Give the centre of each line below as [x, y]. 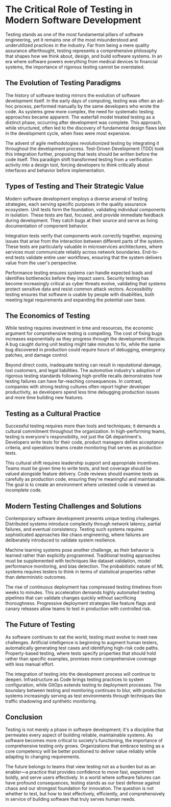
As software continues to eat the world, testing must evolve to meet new [81, 637]
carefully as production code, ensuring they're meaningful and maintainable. [86, 479]
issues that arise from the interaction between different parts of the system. [85, 241]
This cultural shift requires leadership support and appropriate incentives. [82, 463]
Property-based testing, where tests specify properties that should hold [81, 653]
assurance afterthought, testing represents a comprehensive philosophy [81, 51]
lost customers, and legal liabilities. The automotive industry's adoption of [83, 371]
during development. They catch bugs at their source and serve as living [82, 220]
